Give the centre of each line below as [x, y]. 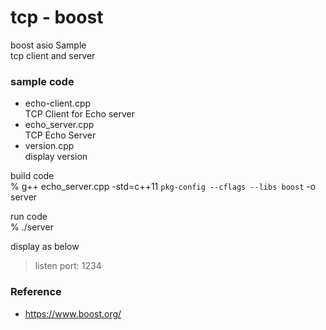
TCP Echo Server [60, 135]
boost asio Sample [48, 45]
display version [56, 157]
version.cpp [49, 146]
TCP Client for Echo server [79, 114]
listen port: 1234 [68, 266]
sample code [42, 81]
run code [29, 217]
